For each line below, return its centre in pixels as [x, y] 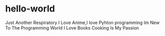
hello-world [30, 9]
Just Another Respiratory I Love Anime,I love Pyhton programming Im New [82, 22]
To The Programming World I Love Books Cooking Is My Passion [72, 27]
